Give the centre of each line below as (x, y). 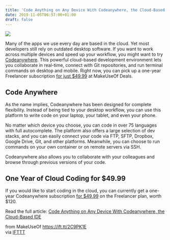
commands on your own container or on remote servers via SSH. (73, 147)
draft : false (19, 19)
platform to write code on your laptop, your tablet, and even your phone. (81, 115)
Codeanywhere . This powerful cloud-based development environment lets (83, 60)
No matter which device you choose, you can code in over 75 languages (81, 125)
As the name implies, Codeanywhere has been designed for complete (78, 105)
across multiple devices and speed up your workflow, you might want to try (84, 55)
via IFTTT (15, 232)
